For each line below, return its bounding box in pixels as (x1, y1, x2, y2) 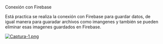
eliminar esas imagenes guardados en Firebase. (5, 24, 102, 30)
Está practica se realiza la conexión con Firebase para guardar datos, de (5, 14, 151, 19)
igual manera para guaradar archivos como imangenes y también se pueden (5, 19, 159, 24)
